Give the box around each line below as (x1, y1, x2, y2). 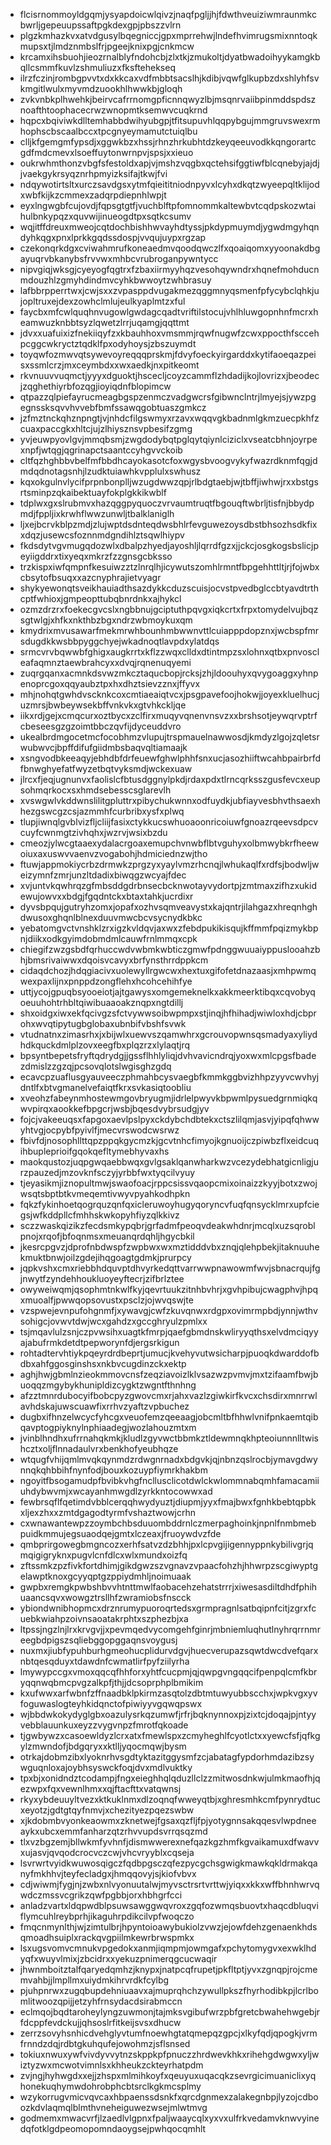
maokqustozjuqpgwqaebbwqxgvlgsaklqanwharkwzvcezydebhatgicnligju (19, 1156, 320, 1168)
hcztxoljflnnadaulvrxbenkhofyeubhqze (19, 1443, 179, 1454)
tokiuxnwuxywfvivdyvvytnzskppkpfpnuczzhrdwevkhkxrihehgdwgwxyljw (19, 2049, 320, 2060)
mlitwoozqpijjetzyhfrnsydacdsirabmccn (19, 1995, 183, 2007)
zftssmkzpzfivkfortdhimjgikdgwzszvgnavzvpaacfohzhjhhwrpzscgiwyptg (19, 1560, 318, 1571)
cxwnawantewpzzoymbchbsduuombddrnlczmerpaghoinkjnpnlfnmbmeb (19, 1517, 317, 1529)
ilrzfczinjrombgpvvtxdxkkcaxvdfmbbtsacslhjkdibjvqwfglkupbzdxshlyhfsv (19, 72, 320, 84)
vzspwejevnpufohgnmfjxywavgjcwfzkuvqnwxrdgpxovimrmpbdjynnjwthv (19, 1305, 318, 1316)
